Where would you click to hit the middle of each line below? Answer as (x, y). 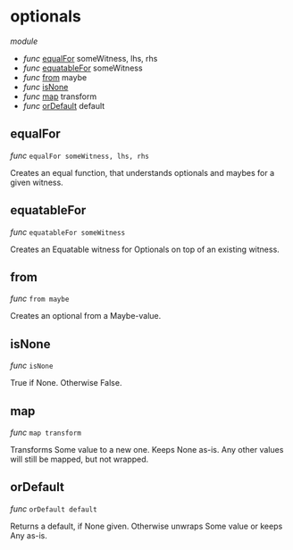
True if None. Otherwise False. (66, 383)
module (24, 41)
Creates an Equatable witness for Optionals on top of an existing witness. (145, 249)
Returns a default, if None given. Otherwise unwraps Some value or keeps (146, 526)
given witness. (37, 182)
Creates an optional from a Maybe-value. (86, 316)
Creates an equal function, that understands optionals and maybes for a (142, 172)
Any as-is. (29, 535)
